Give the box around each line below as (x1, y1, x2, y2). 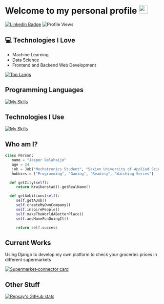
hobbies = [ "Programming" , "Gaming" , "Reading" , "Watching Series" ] (11, 171, 154, 176)
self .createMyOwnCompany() (16, 203, 71, 208)
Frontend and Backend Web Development (12, 62, 96, 68)
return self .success (16, 225, 58, 230)
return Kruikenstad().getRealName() (16, 185, 91, 189)
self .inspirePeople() (16, 207, 60, 212)
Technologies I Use (5, 113, 64, 121)
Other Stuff (5, 281, 40, 289)
